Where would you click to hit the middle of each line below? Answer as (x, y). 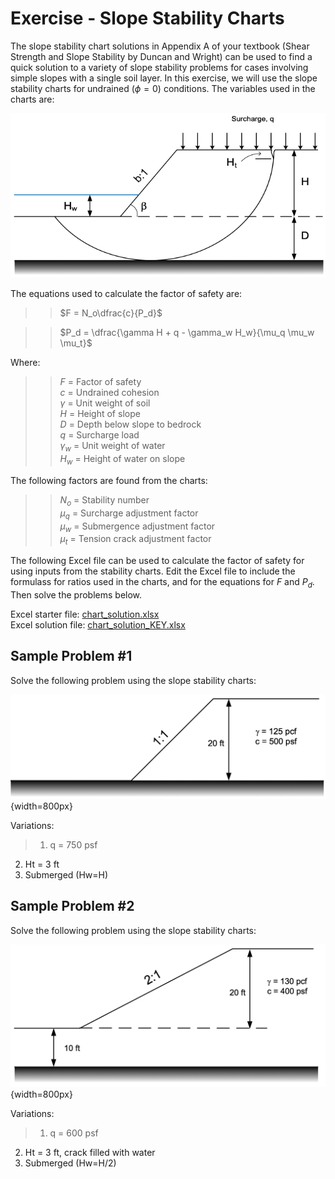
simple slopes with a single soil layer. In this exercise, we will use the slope (164, 78)
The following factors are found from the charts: (109, 481)
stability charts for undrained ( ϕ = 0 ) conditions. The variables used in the (163, 88)
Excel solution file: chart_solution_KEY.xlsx (98, 625)
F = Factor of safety (100, 382)
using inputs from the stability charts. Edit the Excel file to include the (153, 571)
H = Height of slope (100, 414)
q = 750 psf (73, 844)
